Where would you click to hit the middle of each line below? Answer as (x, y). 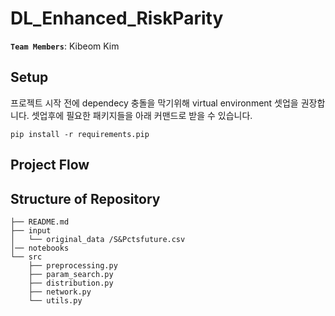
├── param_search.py (71, 274)
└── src (26, 257)
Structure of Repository (85, 198)
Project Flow (50, 165)
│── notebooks (40, 248)
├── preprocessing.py (73, 265)
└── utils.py (55, 300)
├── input (31, 230)
